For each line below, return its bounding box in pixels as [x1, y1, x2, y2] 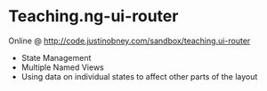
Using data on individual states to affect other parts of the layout [20, 71, 258, 81]
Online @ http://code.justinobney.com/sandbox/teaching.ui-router [8, 35, 251, 46]
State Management [20, 52, 92, 63]
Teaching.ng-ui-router [8, 6, 179, 27]
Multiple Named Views [20, 62, 104, 72]
